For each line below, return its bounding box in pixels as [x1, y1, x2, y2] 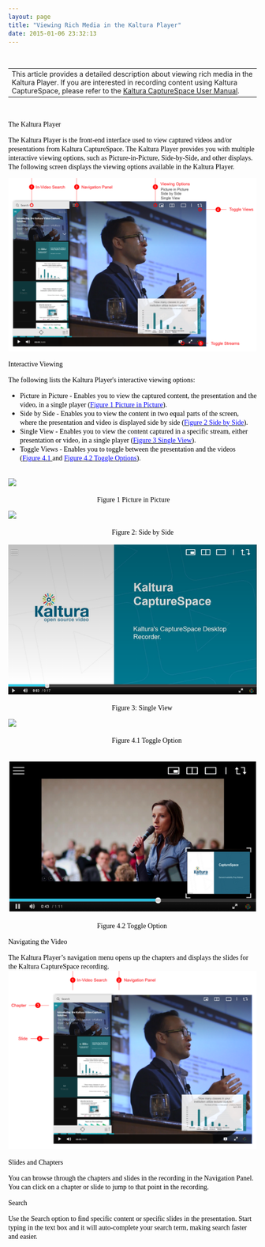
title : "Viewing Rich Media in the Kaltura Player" [8, 21, 181, 29]
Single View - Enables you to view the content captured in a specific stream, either [19, 427, 248, 435]
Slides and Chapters [8, 1158, 64, 1166]
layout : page [8, 13, 51, 21]
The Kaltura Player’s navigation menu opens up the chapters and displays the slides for [8, 953, 248, 962]
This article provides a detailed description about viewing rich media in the [11, 70, 253, 79]
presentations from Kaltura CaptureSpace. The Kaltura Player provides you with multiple [8, 145, 255, 154]
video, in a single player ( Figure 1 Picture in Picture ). [19, 400, 168, 409]
